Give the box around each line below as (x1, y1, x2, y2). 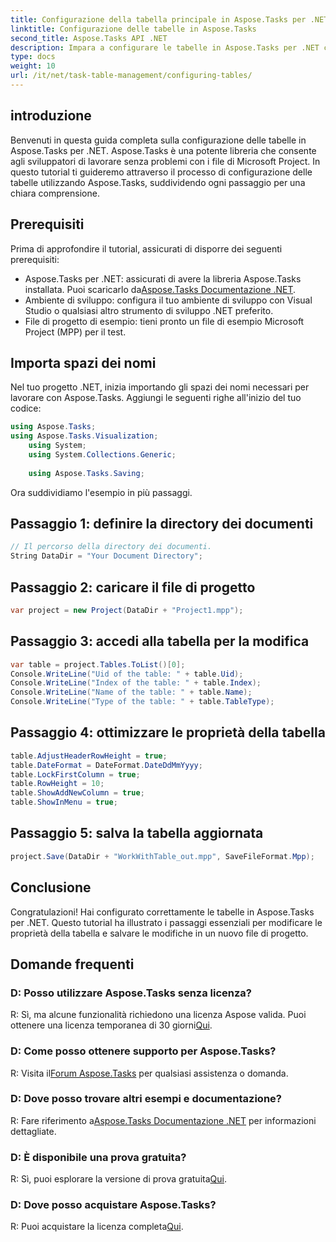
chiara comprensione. (10, 187, 100, 199)
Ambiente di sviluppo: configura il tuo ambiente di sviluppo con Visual (24, 294, 313, 306)
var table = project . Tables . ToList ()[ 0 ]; (10, 659, 186, 670)
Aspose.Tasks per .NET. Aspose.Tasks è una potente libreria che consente (10, 144, 317, 156)
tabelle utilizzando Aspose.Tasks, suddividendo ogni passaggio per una (10, 176, 306, 188)
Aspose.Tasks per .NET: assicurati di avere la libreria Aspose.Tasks (24, 272, 302, 285)
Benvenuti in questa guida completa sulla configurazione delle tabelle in (10, 134, 307, 146)
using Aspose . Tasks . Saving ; (28, 468, 145, 478)
